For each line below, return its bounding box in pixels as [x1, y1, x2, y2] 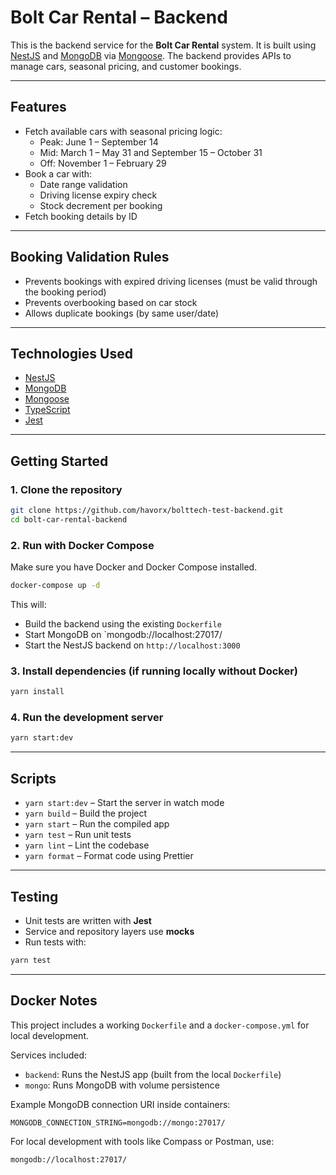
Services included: [10, 1049, 88, 1061]
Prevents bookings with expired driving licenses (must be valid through [24, 275, 318, 287]
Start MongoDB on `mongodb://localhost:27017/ [24, 628, 223, 640]
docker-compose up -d [10, 581, 101, 591]
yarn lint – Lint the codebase [24, 839, 150, 851]
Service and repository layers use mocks [24, 925, 195, 937]
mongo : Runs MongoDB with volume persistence [24, 1079, 220, 1091]
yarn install [10, 687, 65, 697]
